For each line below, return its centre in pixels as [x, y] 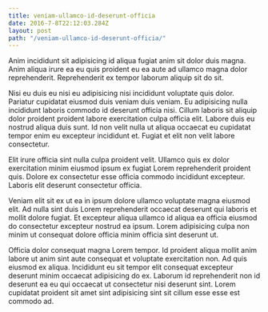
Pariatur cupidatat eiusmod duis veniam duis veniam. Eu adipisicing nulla [128, 102]
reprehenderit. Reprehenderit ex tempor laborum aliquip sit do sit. [116, 78]
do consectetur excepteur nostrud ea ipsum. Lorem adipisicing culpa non [129, 226]
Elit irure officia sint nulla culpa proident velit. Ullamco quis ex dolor [119, 160]
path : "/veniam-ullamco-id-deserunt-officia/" [87, 38]
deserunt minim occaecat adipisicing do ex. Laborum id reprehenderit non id [134, 276]
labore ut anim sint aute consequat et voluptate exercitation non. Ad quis [128, 259]
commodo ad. [31, 302]
